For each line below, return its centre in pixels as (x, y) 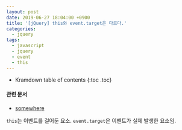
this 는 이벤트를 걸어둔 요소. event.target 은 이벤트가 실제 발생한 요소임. (91, 120)
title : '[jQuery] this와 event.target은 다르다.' (67, 23)
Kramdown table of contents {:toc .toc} (63, 80)
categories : (21, 29)
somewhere (30, 108)
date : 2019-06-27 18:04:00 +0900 (48, 18)
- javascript (28, 46)
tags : (13, 40)
